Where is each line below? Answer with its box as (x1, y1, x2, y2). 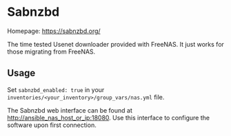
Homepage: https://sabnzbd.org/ (7, 27, 101, 35)
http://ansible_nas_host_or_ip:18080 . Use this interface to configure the (7, 113, 210, 122)
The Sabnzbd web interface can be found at (7, 106, 133, 114)
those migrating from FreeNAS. (7, 47, 96, 56)
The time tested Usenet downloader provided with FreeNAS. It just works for (7, 40, 224, 48)
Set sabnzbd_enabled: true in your (7, 85, 105, 93)
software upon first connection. (7, 121, 97, 129)
